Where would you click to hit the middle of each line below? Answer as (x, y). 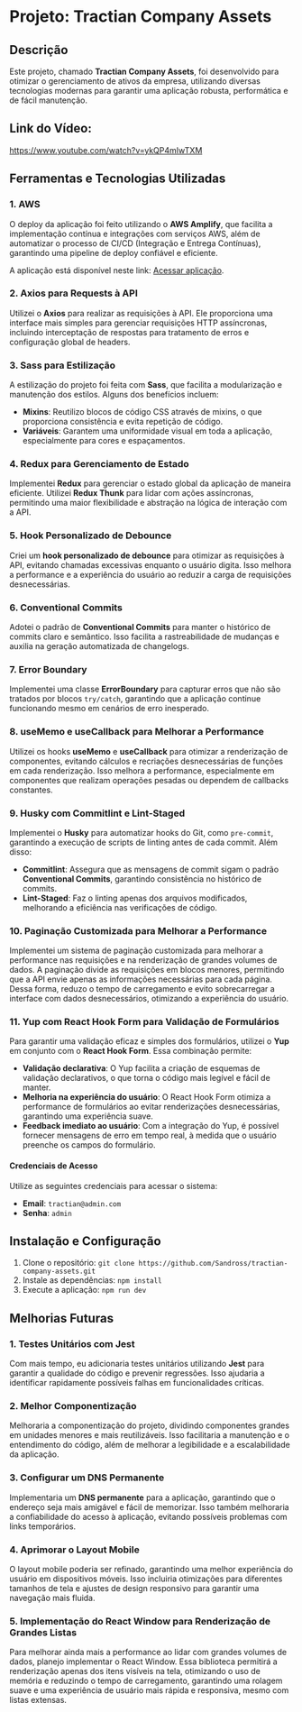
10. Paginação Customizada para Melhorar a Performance (138, 930)
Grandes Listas (43, 1632)
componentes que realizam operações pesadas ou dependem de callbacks (149, 780)
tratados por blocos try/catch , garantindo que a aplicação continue (135, 699)
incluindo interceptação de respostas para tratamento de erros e (129, 332)
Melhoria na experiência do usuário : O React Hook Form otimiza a (146, 1097)
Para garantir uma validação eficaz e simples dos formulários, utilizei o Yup (150, 1041)
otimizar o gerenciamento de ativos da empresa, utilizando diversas (135, 81)
